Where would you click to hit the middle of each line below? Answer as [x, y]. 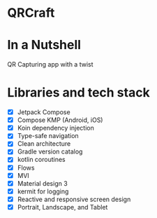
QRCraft [31, 13]
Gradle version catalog [50, 151]
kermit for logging [43, 191]
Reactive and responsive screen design [74, 199]
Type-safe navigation [48, 136]
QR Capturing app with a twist [50, 64]
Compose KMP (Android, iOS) [60, 120]
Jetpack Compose [44, 112]
